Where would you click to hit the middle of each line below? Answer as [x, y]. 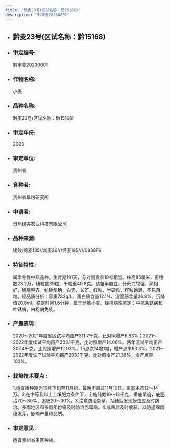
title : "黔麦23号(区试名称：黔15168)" [43, 10]
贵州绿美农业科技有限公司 [40, 224]
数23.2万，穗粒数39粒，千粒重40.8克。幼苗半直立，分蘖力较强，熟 [83, 283]
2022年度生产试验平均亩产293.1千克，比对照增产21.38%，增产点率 [83, 355]
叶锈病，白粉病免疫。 [35, 309]
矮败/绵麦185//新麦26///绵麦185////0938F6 [57, 250]
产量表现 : [25, 324]
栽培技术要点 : [30, 376]
